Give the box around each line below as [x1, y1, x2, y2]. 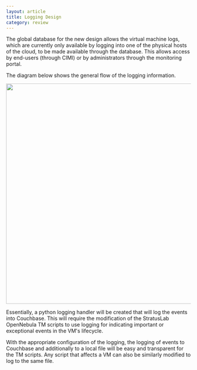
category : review [6, 19, 49, 25]
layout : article [6, 8, 46, 15]
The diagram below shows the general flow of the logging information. [6, 72, 176, 79]
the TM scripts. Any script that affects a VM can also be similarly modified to [6, 351, 191, 358]
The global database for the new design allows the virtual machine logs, [6, 36, 180, 43]
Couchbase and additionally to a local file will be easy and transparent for [6, 345, 184, 352]
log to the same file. [6, 358, 54, 365]
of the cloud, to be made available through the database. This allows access [6, 48, 191, 55]
